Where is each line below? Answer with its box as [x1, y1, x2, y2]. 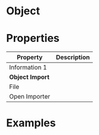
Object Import [9, 73, 49, 81]
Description [55, 53, 90, 62]
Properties [6, 32, 60, 45]
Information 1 [9, 63, 47, 72]
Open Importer [9, 93, 51, 101]
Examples [6, 116, 56, 130]
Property [17, 53, 43, 62]
